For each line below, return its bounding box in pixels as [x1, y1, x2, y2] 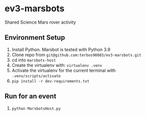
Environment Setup [4, 33, 65, 42]
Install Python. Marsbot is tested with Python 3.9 [11, 46, 110, 52]
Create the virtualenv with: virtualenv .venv [11, 62, 102, 68]
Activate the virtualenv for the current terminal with [11, 67, 116, 73]
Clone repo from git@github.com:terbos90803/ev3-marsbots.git [11, 52, 142, 58]
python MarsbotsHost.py [11, 106, 61, 111]
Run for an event [4, 92, 57, 101]
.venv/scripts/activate [11, 73, 61, 79]
